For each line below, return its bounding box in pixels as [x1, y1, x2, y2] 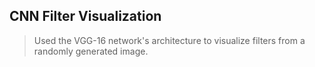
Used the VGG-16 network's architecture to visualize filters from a [33, 34, 306, 46]
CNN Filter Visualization [9, 8, 162, 25]
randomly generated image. [33, 45, 149, 57]
